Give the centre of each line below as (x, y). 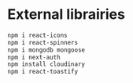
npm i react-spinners (43, 42)
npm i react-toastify (43, 72)
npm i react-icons (37, 35)
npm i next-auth (34, 57)
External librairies (66, 14)
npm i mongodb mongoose (46, 50)
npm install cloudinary (46, 64)
